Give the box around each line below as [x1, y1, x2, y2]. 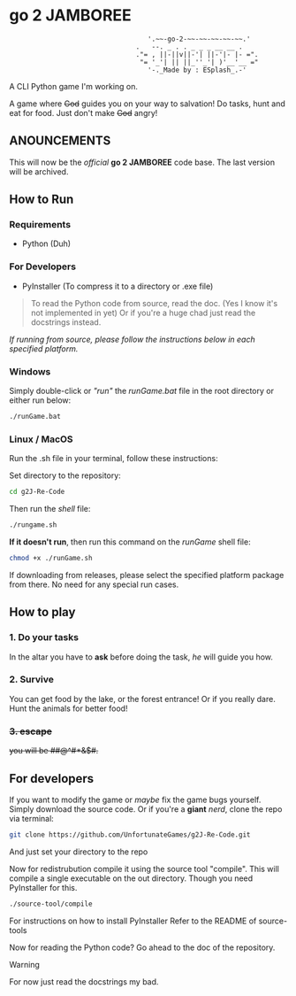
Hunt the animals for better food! [9, 703, 128, 714]
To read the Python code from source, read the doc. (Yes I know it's [30, 297, 278, 308]
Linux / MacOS [9, 433, 73, 445]
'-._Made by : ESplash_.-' [147, 66, 247, 74]
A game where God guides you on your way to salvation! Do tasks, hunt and [9, 98, 285, 109]
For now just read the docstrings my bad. [9, 976, 159, 987]
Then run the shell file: [9, 504, 91, 514]
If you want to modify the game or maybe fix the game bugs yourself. [9, 794, 262, 805]
